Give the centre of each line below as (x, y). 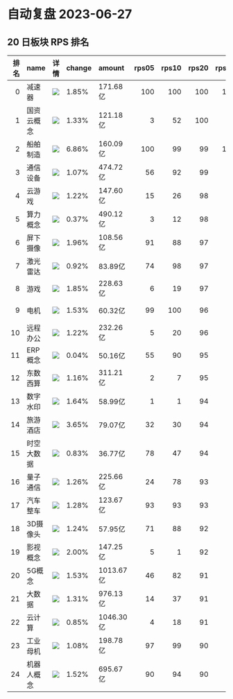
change (79, 68)
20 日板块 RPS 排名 (48, 42)
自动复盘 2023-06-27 (70, 14)
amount (111, 68)
